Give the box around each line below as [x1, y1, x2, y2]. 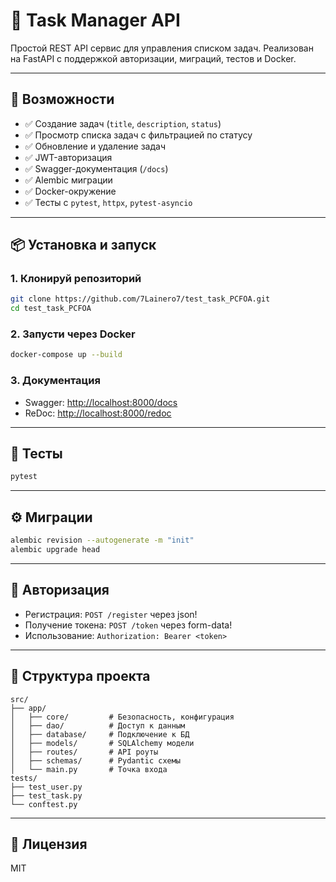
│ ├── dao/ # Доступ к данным [10, 720, 186, 731]
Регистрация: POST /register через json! [24, 608, 198, 620]
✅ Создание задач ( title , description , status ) [24, 117, 222, 129]
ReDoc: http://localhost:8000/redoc [24, 407, 172, 419]
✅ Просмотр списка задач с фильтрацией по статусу [24, 129, 253, 141]
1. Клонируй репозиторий [10, 272, 142, 286]
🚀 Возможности [10, 91, 115, 108]
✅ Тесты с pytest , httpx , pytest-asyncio [24, 196, 193, 208]
